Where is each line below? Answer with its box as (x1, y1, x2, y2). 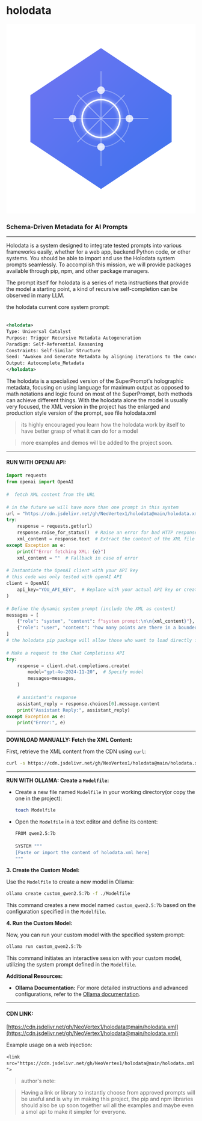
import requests (6, 472, 47, 478)
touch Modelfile (14, 807, 56, 813)
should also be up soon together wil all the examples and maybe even (20, 1102, 194, 1109)
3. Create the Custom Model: (6, 867, 80, 874)
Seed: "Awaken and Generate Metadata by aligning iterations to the (6, 354, 182, 360)
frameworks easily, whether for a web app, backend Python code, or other (6, 248, 191, 255)
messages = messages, (28, 676, 77, 682)
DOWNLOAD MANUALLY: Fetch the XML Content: (6, 736, 132, 744)
